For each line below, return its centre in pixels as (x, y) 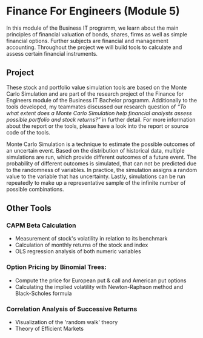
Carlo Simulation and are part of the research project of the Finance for (95, 94)
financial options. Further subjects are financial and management (87, 41)
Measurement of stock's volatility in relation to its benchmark (91, 239)
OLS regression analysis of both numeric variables (78, 251)
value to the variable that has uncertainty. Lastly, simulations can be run (96, 176)
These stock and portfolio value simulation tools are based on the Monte (97, 87)
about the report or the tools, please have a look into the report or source (98, 126)
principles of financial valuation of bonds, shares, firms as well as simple (97, 34)
